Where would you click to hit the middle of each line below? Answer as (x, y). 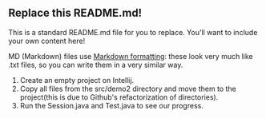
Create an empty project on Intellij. (77, 80)
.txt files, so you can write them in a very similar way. (96, 65)
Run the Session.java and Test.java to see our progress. (112, 105)
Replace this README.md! (75, 13)
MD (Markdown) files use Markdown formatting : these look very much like (131, 56)
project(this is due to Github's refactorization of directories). (119, 97)
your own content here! (47, 41)
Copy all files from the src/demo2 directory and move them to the (128, 88)
